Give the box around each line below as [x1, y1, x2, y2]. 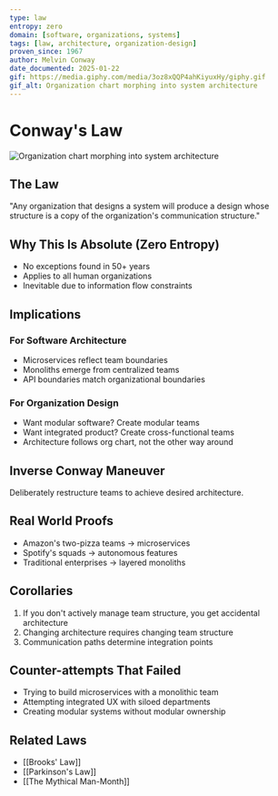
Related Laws [9, 732, 87, 748]
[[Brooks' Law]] [22, 757, 82, 768]
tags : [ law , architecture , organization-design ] [9, 38, 197, 48]
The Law [9, 176, 59, 192]
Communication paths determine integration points [22, 636, 213, 647]
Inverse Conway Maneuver [9, 463, 165, 479]
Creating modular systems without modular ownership [22, 706, 226, 717]
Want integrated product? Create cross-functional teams [22, 427, 234, 438]
